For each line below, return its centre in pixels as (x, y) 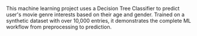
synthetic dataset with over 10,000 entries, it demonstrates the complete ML (99, 21)
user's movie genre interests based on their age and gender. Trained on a (95, 15)
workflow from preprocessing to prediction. (59, 27)
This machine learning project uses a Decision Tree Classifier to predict (93, 8)
